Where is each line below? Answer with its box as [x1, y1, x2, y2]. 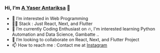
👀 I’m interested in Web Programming [11, 16, 88, 22]
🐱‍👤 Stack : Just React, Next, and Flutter [11, 21, 93, 26]
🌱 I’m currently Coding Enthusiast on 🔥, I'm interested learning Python [11, 26, 156, 32]
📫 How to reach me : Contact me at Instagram [11, 42, 107, 48]
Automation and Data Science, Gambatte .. [11, 31, 99, 37]
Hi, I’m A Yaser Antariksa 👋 [4, 4, 71, 11]
